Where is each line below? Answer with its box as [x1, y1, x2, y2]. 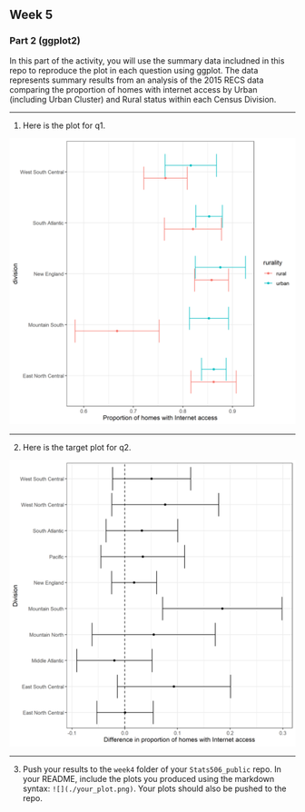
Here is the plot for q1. [22, 120, 106, 131]
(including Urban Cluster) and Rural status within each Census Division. [9, 94, 277, 104]
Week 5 [9, 7, 53, 23]
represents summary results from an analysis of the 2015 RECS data [9, 74, 264, 85]
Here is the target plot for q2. [22, 441, 132, 452]
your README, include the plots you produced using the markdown [22, 773, 275, 784]
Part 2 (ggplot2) [9, 35, 81, 47]
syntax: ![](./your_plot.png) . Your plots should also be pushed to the [22, 783, 287, 794]
